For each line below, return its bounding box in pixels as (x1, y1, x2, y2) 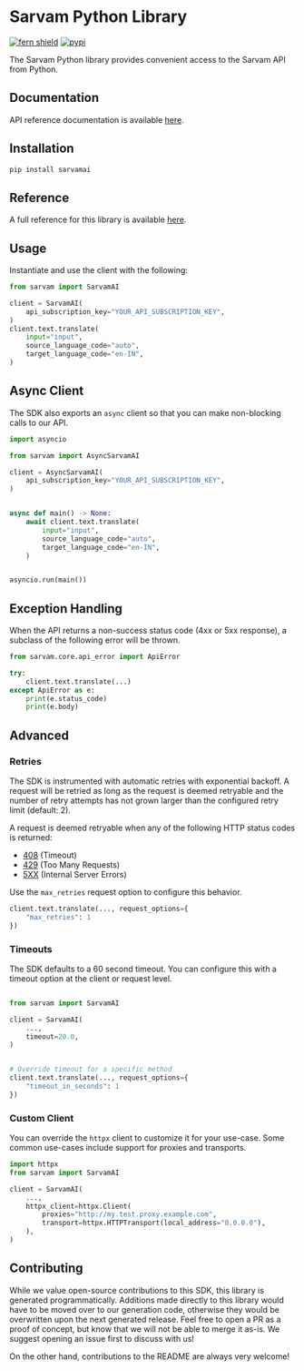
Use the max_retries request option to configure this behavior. (9, 887, 242, 898)
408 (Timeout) (22, 849, 77, 860)
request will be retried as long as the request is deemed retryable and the (9, 786, 284, 796)
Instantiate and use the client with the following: (9, 265, 189, 276)
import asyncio (9, 434, 67, 443)
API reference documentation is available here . (9, 114, 184, 125)
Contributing (9, 1261, 83, 1276)
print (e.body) (25, 703, 79, 712)
